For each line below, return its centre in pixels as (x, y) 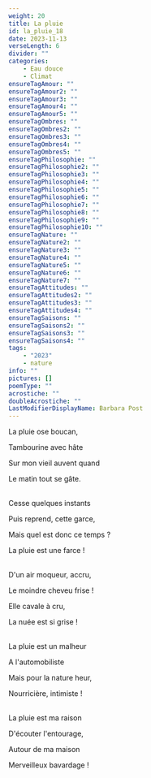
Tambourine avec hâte (46, 447)
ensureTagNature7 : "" (45, 280)
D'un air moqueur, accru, (50, 575)
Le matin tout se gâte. (45, 479)
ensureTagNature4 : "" (45, 257)
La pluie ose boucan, (43, 432)
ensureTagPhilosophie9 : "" (54, 220)
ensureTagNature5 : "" (45, 265)
